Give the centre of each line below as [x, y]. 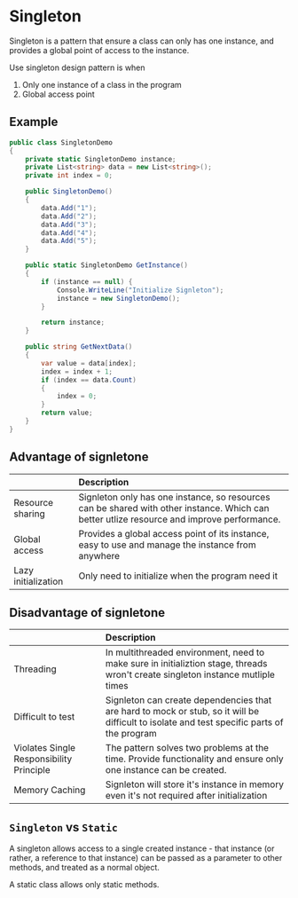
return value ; [67, 413]
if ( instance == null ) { [87, 281]
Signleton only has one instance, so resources [174, 497]
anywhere [99, 555]
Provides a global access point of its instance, [174, 533]
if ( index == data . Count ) [89, 380]
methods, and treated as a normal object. [84, 868]
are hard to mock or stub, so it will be [182, 712]
